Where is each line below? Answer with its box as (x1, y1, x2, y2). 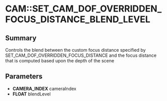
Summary (5, 34, 37, 42)
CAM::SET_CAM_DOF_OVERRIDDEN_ (5, 3, 162, 15)
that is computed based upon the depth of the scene (5, 58, 115, 63)
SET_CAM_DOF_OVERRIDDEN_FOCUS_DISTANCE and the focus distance (5, 52, 157, 58)
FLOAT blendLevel (12, 91, 51, 97)
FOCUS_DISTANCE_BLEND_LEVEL (5, 14, 151, 25)
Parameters (5, 72, 43, 81)
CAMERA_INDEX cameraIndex (12, 85, 76, 91)
